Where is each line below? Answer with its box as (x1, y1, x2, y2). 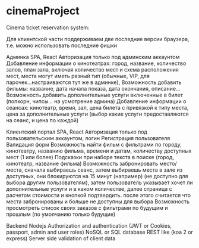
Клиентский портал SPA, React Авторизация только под (6, 128, 147, 135)
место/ (159, 160, 177, 167)
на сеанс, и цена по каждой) (6, 116, 79, 123)
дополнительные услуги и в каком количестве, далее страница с (6, 185, 172, 192)
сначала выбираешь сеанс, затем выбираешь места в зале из (24, 166, 183, 173)
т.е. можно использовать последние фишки (6, 42, 118, 49)
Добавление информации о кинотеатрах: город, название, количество (6, 60, 187, 67)
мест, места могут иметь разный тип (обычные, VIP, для (6, 72, 150, 79)
